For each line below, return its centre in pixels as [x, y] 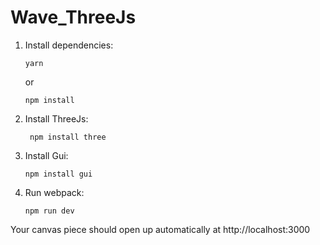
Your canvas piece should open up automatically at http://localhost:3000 [160, 229]
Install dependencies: [69, 45]
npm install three [68, 137]
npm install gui [58, 174]
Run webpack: [54, 192]
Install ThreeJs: [56, 118]
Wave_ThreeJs [73, 17]
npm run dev [49, 211]
